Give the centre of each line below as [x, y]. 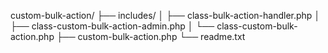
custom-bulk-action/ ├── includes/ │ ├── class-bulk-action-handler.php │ [165, 15]
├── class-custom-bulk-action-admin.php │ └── [112, 26]
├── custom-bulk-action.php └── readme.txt [151, 36]
